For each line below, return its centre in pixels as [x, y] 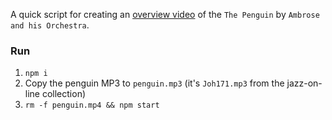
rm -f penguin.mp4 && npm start [92, 105]
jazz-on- [304, 83]
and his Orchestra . [50, 25]
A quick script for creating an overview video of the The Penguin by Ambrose [165, 14]
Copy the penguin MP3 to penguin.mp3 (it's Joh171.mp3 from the [154, 83]
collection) [64, 94]
